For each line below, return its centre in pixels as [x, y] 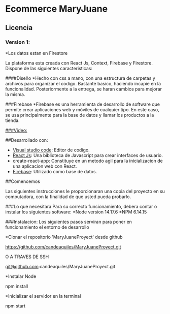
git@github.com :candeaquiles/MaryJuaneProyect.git [60, 266]
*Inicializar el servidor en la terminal [43, 296]
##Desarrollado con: [27, 140]
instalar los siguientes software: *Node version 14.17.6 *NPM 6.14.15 [76, 212]
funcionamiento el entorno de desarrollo [47, 227]
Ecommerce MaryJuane [57, 9]
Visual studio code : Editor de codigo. [51, 150]
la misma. [15, 94]
